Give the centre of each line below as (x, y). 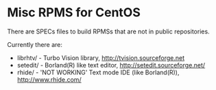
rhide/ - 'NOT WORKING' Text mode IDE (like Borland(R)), (98, 72)
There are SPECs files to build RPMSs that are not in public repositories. (109, 31)
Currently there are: (35, 44)
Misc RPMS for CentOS (74, 13)
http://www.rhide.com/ (49, 79)
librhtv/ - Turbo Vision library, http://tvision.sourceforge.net (101, 58)
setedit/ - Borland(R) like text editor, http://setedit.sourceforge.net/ (111, 65)
